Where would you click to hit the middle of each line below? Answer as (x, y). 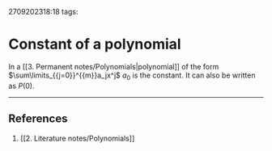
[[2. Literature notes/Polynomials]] (77, 138)
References (38, 119)
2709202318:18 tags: (43, 12)
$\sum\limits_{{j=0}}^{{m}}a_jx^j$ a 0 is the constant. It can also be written (132, 76)
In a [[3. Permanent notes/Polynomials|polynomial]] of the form (114, 66)
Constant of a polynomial (95, 44)
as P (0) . (21, 86)
